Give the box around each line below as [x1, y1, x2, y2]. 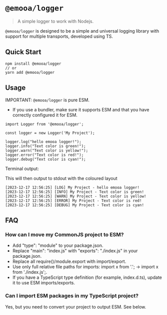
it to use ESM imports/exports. [12, 280, 75, 286]
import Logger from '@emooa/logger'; [5, 121, 84, 126]
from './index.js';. [12, 269, 47, 275]
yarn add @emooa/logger [5, 70, 55, 75]
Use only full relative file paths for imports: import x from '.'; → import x [12, 264, 158, 270]
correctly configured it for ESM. [12, 112, 77, 118]
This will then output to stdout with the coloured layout [5, 175, 117, 181]
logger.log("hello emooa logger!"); [5, 139, 81, 144]
